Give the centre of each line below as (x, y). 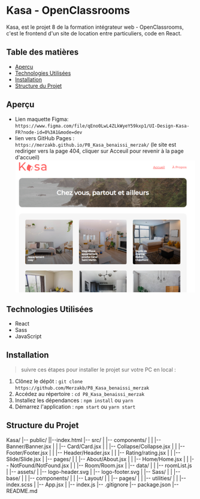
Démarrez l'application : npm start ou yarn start (75, 406)
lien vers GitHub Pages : (45, 138)
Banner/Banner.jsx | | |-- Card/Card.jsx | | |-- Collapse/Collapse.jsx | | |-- (96, 446)
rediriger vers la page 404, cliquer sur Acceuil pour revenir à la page (99, 151)
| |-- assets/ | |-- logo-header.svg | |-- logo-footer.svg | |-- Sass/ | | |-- (93, 471)
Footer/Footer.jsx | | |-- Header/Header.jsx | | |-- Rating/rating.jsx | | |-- (93, 452)
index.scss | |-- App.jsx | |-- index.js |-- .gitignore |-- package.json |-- (93, 484)
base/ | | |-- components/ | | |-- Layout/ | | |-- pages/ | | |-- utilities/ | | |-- (96, 478)
